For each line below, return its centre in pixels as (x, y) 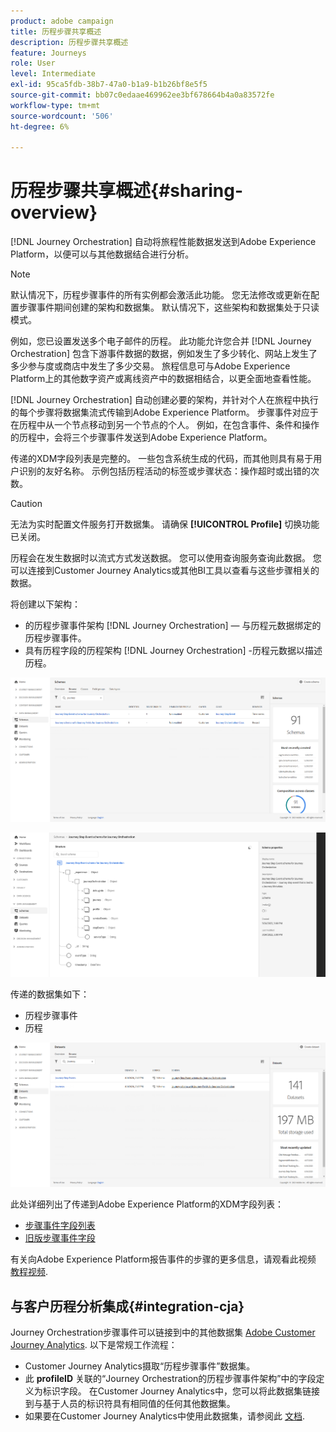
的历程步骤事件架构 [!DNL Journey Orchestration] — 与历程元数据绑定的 (173, 626)
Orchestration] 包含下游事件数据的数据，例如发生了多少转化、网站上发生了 (164, 354)
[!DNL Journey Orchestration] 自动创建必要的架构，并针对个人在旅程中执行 (164, 400)
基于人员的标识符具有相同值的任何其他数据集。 (139, 1404)
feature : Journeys (48, 53)
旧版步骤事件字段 (60, 1238)
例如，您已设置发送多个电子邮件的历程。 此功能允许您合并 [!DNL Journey (161, 341)
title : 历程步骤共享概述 (56, 31)
